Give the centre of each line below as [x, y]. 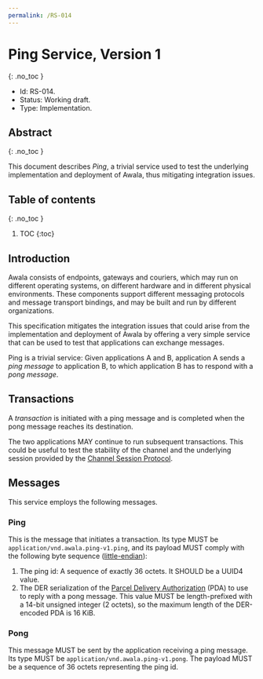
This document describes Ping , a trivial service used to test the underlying [128, 166]
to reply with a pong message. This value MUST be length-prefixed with [136, 596]
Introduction [39, 259]
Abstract [30, 132]
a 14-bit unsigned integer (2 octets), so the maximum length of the [127, 604]
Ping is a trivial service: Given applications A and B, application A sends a [127, 358]
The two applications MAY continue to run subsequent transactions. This [126, 441]
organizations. [31, 310]
